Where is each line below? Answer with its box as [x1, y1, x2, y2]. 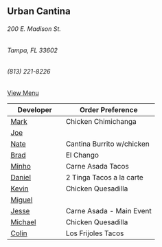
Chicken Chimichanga [65, 116, 137, 126]
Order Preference [79, 105, 138, 114]
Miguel [10, 195, 33, 204]
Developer [17, 105, 53, 114]
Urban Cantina [7, 6, 71, 17]
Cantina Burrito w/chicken [65, 139, 150, 149]
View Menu [7, 89, 39, 97]
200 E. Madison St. [7, 24, 62, 33]
